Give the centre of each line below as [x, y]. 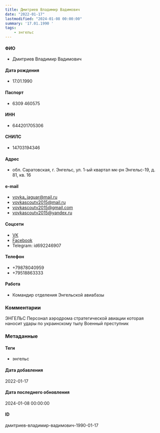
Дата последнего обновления [37, 392]
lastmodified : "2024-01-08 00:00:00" [44, 19]
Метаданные [22, 336]
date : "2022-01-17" [25, 14]
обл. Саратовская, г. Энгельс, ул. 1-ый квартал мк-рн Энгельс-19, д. [84, 170]
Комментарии [23, 307]
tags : [11, 28]
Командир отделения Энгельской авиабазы [58, 295]
